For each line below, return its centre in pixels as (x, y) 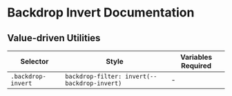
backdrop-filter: (94, 76)
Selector (35, 61)
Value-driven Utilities (54, 38)
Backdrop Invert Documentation (101, 13)
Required (196, 65)
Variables (196, 57)
